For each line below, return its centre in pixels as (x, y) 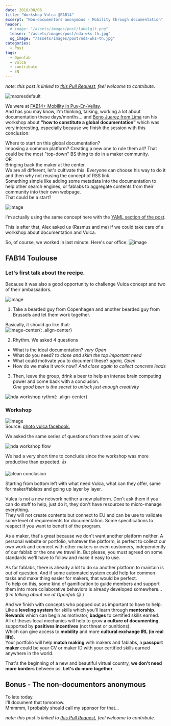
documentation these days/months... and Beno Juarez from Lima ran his (81, 117)
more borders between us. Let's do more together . (59, 668)
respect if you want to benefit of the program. (53, 526)
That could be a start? (28, 197)
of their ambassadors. (29, 289)
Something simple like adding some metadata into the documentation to (81, 181)
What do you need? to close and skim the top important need (77, 355)
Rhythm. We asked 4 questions (45, 340)
